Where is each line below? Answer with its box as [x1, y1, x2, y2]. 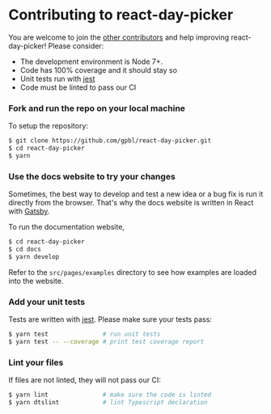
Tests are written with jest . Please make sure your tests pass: [8, 315, 213, 324]
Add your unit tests [8, 296, 86, 307]
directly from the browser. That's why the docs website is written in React [8, 198, 254, 208]
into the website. [8, 276, 64, 285]
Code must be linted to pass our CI [19, 82, 137, 92]
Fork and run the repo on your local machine [8, 103, 186, 114]
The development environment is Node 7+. [19, 57, 163, 66]
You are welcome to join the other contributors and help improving [8, 32, 230, 42]
